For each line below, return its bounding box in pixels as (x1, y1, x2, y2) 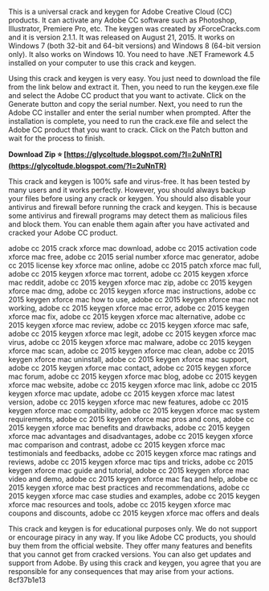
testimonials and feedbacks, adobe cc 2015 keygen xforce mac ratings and (8, 449, 257, 458)
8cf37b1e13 (8, 575, 47, 585)
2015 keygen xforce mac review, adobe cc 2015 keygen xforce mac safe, (8, 321, 249, 330)
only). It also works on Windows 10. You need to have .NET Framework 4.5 (8, 50, 255, 59)
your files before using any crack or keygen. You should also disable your (8, 194, 251, 203)
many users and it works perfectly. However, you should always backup (8, 185, 247, 195)
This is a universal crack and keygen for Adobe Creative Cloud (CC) (8, 7, 233, 16)
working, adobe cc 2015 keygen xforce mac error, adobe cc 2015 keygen (8, 303, 250, 313)
